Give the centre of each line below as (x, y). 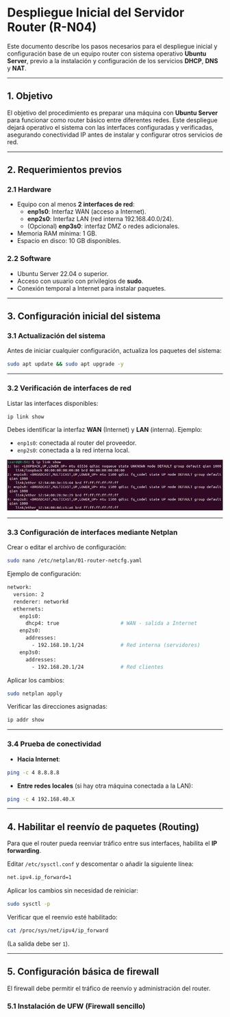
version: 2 (29, 594)
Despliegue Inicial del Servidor (96, 13)
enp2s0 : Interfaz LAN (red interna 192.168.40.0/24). (100, 219)
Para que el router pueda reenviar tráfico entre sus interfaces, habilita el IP (112, 843)
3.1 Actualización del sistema (56, 336)
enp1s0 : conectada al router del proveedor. (77, 443)
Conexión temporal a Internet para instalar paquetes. (91, 288)
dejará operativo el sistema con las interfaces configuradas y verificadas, (111, 127)
